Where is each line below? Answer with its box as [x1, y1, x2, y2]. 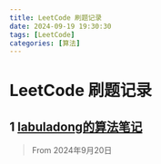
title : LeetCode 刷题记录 [9, 13, 103, 23]
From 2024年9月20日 [31, 145, 113, 156]
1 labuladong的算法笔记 [9, 119, 143, 134]
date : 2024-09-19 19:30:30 [9, 22, 112, 31]
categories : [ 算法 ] [9, 38, 81, 48]
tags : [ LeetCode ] [9, 30, 75, 39]
